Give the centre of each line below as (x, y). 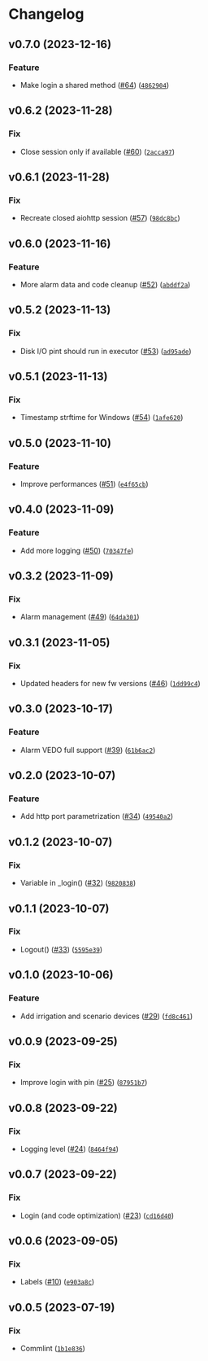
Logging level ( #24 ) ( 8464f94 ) (69, 1149)
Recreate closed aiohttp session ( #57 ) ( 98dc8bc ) (100, 218)
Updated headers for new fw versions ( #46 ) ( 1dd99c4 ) (110, 684)
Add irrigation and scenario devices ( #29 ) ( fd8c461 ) (106, 1016)
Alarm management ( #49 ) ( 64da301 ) (80, 617)
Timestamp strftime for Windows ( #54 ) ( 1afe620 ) (102, 418)
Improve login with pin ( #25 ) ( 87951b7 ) (84, 1083)
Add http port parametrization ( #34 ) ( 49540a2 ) (97, 816)
